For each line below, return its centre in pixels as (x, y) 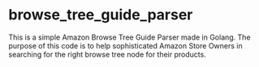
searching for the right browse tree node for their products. (108, 54)
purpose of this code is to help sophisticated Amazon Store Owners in (126, 45)
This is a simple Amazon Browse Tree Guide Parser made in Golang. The (129, 37)
